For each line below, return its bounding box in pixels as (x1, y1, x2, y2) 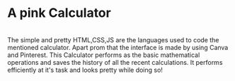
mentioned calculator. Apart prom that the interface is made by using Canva (7, 43, 229, 51)
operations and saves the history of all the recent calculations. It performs (7, 58, 223, 66)
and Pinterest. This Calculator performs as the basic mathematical (7, 51, 200, 59)
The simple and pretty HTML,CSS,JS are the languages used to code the (7, 35, 219, 44)
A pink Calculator (7, 5, 111, 21)
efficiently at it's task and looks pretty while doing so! (7, 66, 163, 74)
